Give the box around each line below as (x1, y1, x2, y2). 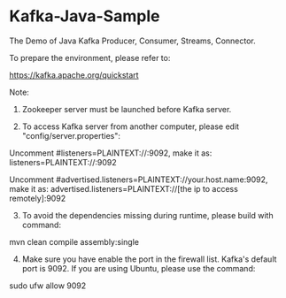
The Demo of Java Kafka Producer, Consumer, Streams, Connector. (9, 35, 257, 46)
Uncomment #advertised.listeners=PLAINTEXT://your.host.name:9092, (9, 174, 268, 185)
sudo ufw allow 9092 (9, 280, 87, 291)
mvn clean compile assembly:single (9, 236, 140, 247)
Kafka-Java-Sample (9, 6, 160, 27)
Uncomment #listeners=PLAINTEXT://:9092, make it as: (9, 148, 213, 158)
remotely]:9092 (9, 193, 66, 203)
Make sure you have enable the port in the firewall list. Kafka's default (21, 254, 277, 264)
